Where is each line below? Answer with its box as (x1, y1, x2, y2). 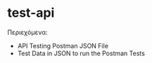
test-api (7, 5, 55, 21)
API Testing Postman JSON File (17, 41, 109, 50)
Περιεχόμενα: (7, 28, 48, 36)
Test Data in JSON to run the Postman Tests (17, 49, 146, 57)
